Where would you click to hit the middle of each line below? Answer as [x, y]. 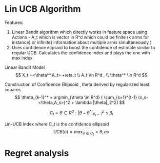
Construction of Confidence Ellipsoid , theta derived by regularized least [77, 84]
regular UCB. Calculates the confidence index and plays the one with [81, 53]
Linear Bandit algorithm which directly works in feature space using [79, 32]
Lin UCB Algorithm [43, 9]
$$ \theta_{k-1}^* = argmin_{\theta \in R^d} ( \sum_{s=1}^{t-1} [76, 97]
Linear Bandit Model [25, 67]
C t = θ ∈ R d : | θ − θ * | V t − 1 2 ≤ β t [81, 113]
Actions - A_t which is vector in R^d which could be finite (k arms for [80, 37]
